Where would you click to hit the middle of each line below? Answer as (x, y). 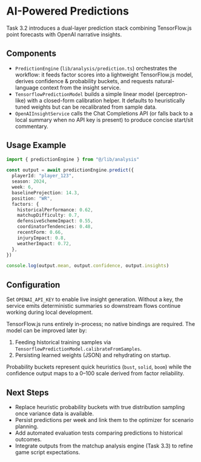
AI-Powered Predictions (68, 11)
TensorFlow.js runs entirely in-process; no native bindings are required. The (101, 324)
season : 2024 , (29, 182)
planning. (27, 426)
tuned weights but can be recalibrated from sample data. (86, 107)
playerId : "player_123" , (43, 176)
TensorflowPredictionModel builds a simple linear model (84, 94)
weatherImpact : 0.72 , (44, 243)
